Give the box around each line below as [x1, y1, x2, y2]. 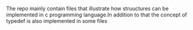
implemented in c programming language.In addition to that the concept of [6, 11, 187, 18]
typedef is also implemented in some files [6, 18, 107, 24]
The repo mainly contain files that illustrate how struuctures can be [6, 5, 169, 12]
